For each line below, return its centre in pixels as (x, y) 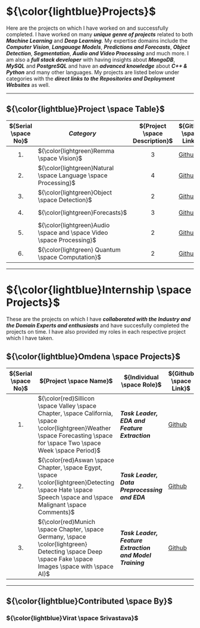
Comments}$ (56, 512)
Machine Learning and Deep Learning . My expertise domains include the (97, 40)
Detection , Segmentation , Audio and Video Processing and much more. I (98, 53)
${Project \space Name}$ (76, 381)
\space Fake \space (65, 559)
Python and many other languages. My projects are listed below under (93, 72)
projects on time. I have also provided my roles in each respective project (96, 331)
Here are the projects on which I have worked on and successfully (87, 28)
